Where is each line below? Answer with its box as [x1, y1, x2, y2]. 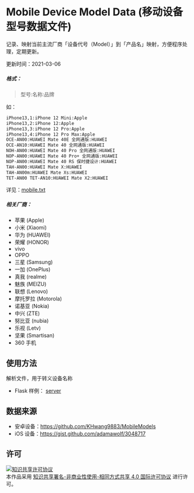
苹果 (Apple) [14, 217, 45, 224]
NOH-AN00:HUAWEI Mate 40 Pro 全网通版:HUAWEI [6, 148, 116, 154]
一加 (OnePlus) [14, 266, 51, 273]
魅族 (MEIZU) [14, 281, 47, 288]
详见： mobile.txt [6, 186, 46, 194]
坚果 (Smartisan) [14, 332, 55, 339]
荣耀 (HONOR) [14, 239, 50, 246]
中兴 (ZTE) [14, 310, 40, 317]
